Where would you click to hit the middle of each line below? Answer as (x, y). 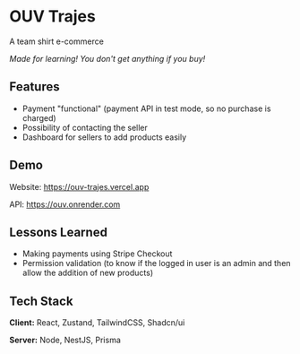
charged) (39, 117)
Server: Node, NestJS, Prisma (65, 340)
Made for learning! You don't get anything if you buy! (107, 58)
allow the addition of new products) (88, 273)
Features (34, 87)
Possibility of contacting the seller (85, 127)
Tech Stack (41, 301)
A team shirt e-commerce (57, 41)
